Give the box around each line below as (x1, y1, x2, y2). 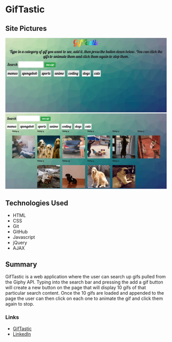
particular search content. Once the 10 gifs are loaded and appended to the (5, 290, 164, 296)
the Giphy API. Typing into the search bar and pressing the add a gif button (5, 279, 164, 286)
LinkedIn (12, 331, 31, 337)
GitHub (12, 229, 28, 235)
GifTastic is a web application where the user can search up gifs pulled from (5, 274, 166, 280)
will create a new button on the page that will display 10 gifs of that (5, 284, 146, 291)
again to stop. (5, 301, 34, 307)
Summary (5, 260, 37, 269)
